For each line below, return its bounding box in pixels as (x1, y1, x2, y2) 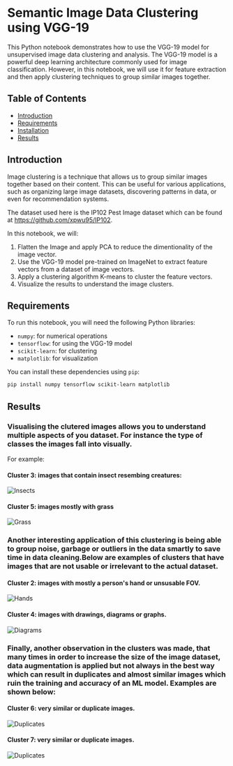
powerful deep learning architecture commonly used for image (7, 57, 188, 66)
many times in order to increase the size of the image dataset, (7, 651, 221, 661)
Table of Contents (7, 93, 87, 105)
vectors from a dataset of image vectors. (17, 265, 135, 273)
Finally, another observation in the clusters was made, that (7, 643, 211, 653)
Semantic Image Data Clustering (7, 5, 199, 21)
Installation (17, 126, 50, 134)
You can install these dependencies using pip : (7, 368, 140, 376)
